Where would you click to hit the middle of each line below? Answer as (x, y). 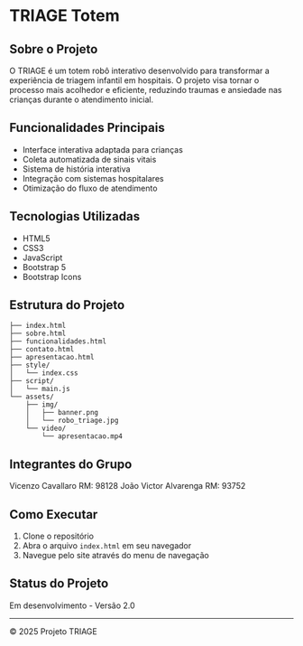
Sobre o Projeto (54, 49)
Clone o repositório (58, 536)
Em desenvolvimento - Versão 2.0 (72, 605)
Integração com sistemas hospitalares (93, 178)
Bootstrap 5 (44, 267)
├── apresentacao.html (52, 358)
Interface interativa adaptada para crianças (102, 149)
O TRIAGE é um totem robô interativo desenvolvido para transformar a (140, 70)
